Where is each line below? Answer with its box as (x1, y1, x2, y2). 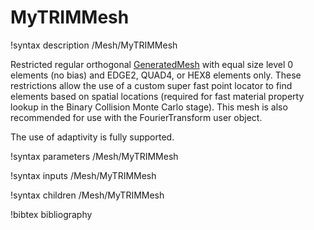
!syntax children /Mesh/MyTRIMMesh (10, 189, 165, 201)
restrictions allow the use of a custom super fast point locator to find (10, 79, 293, 91)
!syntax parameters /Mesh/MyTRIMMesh (10, 150, 179, 162)
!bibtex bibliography (10, 208, 93, 220)
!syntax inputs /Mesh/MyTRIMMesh (10, 169, 157, 181)
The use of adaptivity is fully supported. (10, 131, 175, 143)
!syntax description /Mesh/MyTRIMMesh (10, 39, 178, 51)
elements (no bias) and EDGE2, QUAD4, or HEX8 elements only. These (10, 69, 302, 81)
